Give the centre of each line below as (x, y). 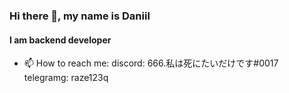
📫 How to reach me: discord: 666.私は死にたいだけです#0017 (151, 63)
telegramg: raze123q (66, 78)
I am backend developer (60, 40)
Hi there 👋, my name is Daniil (80, 16)
